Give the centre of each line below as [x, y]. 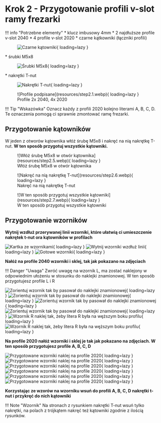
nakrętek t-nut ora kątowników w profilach [49, 237]
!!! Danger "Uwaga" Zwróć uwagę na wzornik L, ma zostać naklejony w [76, 271]
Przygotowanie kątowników [48, 129]
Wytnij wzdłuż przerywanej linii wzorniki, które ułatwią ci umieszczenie [78, 232]
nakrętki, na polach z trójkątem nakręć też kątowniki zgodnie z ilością [74, 410]
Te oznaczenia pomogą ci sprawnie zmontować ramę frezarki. [67, 114]
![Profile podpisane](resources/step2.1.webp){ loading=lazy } [78, 94]
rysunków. [15, 415]
